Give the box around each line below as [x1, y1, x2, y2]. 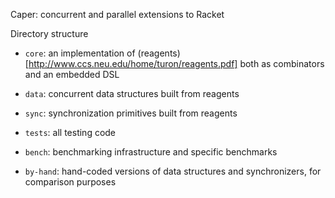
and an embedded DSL [24, 69, 120, 80]
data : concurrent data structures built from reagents [24, 88, 240, 99]
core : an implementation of [24, 47, 136, 59]
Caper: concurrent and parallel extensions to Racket [10, 9, 225, 20]
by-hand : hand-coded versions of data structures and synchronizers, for [24, 165, 322, 177]
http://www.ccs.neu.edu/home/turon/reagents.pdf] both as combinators [28, 58, 325, 69]
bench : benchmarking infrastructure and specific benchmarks [24, 146, 278, 158]
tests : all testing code [24, 127, 117, 138]
